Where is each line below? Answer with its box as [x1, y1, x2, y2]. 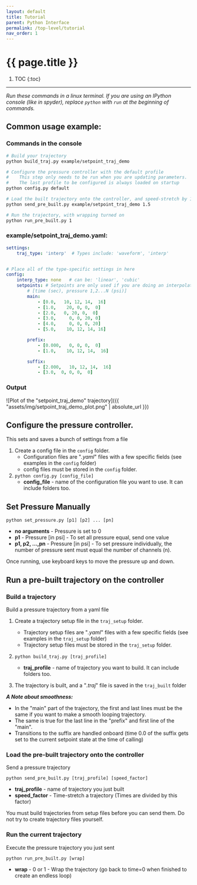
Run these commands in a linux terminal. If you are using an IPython [6, 92, 172, 100]
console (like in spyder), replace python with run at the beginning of [6, 98, 169, 106]
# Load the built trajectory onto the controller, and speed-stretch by [6, 196, 188, 202]
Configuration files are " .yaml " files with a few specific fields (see [23, 453, 182, 460]
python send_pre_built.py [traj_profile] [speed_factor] [6, 775, 148, 781]
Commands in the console [6, 140, 82, 148]
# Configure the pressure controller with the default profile [6, 169, 164, 175]
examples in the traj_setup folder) [23, 635, 107, 642]
